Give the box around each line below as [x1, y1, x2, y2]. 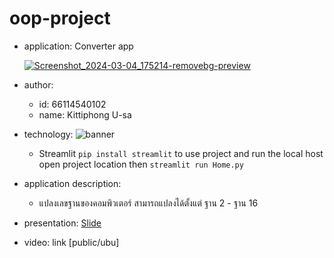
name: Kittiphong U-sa [38, 108, 132, 121]
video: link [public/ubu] [23, 236, 120, 248]
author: [23, 78, 54, 91]
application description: [23, 177, 122, 189]
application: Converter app [23, 40, 134, 52]
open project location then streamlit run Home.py [38, 158, 244, 170]
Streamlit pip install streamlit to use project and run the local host [38, 147, 324, 159]
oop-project [9, 7, 111, 30]
